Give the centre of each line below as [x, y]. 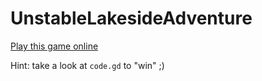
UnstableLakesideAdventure [131, 18]
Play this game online [54, 46]
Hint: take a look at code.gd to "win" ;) [87, 65]
